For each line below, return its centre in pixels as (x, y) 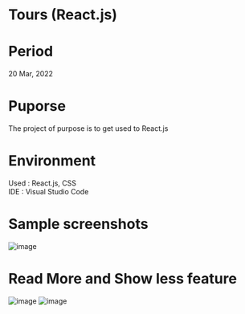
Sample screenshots (78, 224)
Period (31, 52)
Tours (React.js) (63, 15)
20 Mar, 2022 (31, 74)
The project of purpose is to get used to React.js (88, 128)
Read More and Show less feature (122, 279)
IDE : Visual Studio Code (49, 192)
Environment (52, 161)
